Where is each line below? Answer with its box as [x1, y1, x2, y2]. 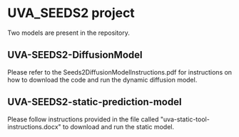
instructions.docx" [7, 122, 62, 131]
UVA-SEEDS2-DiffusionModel [7, 49, 143, 61]
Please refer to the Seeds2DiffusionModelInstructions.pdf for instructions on [7, 67, 233, 76]
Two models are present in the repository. [7, 28, 131, 37]
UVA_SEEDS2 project [7, 5, 136, 21]
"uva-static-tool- [160, 115, 210, 124]
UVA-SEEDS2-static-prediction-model [7, 96, 182, 108]
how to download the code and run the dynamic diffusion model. [7, 75, 198, 84]
